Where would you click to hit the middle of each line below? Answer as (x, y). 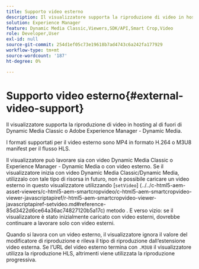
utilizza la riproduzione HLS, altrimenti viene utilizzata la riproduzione (91, 254)
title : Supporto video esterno (45, 12)
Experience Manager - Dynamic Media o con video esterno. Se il (85, 166)
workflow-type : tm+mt (33, 50)
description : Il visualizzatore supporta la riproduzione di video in (95, 17)
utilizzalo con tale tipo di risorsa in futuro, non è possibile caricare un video (98, 179)
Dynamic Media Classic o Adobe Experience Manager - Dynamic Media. (94, 131)
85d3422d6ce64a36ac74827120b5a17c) (56, 210)
